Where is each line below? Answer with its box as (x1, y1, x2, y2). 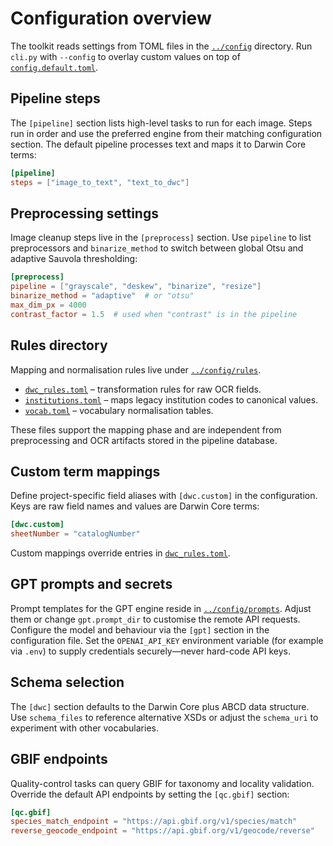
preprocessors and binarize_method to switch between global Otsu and (10, 242, 304, 254)
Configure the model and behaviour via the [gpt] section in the (10, 623, 270, 636)
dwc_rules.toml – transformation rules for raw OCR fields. (24, 383, 262, 395)
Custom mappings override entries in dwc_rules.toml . (10, 547, 231, 559)
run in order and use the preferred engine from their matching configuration (10, 127, 323, 139)
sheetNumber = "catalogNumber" (10, 529, 141, 539)
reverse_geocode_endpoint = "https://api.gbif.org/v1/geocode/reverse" (10, 826, 315, 836)
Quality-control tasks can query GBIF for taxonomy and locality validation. (10, 777, 315, 789)
